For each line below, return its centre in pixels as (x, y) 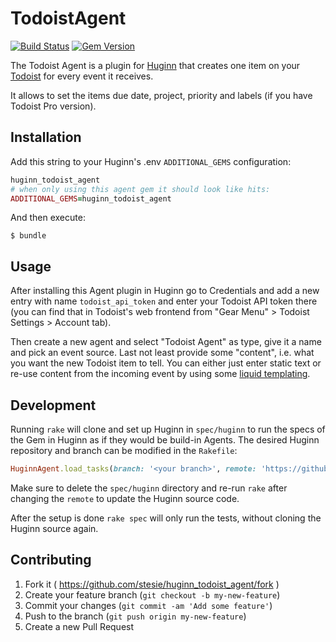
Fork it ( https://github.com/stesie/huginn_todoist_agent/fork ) (152, 584)
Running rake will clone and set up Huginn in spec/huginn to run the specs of (168, 429)
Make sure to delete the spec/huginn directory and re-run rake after (149, 488)
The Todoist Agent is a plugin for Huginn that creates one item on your (155, 65)
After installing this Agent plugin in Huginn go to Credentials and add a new (165, 291)
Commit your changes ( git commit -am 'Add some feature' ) (148, 605)
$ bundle (28, 236)
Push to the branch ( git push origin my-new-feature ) (135, 616)
